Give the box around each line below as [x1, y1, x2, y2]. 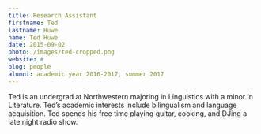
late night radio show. [8, 117, 78, 126]
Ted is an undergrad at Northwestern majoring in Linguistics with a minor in [8, 91, 253, 101]
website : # [8, 56, 44, 64]
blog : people [8, 63, 51, 71]
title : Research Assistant [8, 11, 97, 20]
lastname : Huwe [8, 26, 59, 34]
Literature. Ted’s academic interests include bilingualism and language [8, 100, 237, 110]
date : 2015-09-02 [8, 41, 66, 49]
